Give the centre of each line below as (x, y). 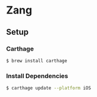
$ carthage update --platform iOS (49, 88)
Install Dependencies (37, 76)
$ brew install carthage (37, 61)
